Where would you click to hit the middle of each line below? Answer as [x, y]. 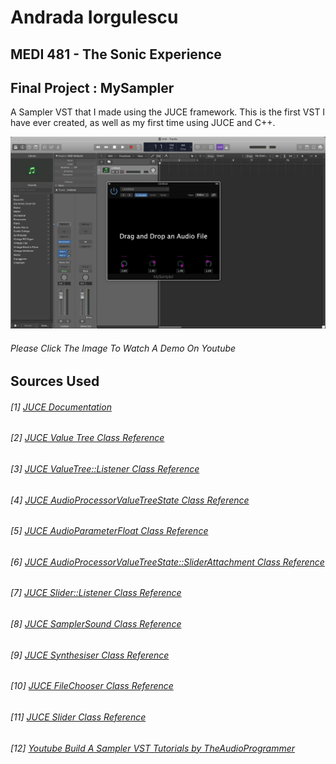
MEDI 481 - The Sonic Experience [116, 54]
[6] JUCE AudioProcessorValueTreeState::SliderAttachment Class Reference [167, 562]
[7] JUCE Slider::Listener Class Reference [96, 593]
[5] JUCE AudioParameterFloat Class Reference [109, 531]
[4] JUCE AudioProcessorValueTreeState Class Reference [130, 500]
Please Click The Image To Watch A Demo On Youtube [123, 348]
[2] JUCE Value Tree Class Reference [87, 438]
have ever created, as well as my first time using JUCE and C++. [143, 123]
